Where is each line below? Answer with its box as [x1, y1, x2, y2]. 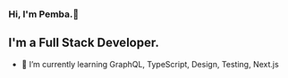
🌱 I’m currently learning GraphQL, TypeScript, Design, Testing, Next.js [21, 58, 279, 69]
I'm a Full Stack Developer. [8, 35, 160, 51]
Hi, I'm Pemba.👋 [8, 8, 80, 20]
